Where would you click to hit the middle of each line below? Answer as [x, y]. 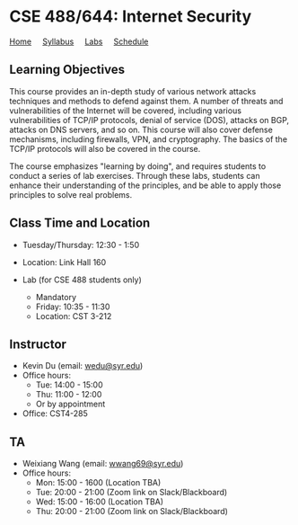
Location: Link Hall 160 [64, 262]
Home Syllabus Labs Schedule [79, 41]
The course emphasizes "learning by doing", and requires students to [138, 166]
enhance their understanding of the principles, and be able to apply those [145, 185]
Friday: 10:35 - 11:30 [73, 307]
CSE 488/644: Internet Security [131, 17]
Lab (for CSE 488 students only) [82, 280]
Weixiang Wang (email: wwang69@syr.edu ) [103, 464]
